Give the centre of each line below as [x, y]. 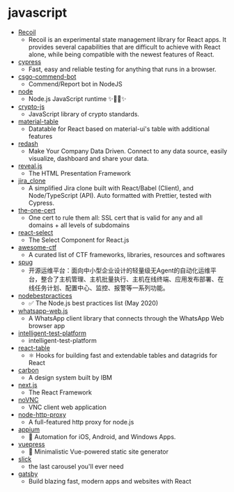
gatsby [28, 474]
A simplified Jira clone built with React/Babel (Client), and [111, 188]
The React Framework [60, 392]
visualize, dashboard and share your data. [88, 158]
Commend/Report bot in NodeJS [75, 84]
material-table [38, 121]
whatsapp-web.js [43, 311]
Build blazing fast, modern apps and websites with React [110, 481]
